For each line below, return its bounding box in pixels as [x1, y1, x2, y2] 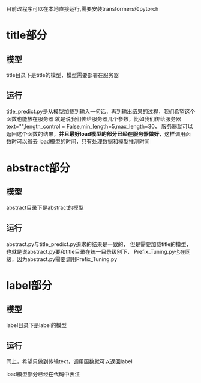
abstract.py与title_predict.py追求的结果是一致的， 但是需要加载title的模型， [6, 240, 192, 248]
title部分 [6, 29, 47, 42]
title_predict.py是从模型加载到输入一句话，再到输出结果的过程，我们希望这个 [6, 108, 196, 115]
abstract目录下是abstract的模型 [6, 204, 84, 211]
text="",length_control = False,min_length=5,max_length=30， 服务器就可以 [6, 123, 193, 130]
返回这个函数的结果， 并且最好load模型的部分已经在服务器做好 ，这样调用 [6, 130, 186, 137]
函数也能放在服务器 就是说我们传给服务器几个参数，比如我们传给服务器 [6, 115, 181, 122]
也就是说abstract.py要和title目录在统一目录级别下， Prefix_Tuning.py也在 [6, 248, 186, 255]
